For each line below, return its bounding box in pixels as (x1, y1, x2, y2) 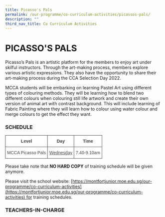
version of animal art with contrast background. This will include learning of (5, 101, 161, 107)
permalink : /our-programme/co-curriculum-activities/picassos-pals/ (5, 12, 151, 17)
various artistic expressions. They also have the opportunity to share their (5, 70, 157, 76)
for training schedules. (26, 194, 73, 200)
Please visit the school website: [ (5, 178, 73, 185)
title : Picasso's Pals (5, 7, 52, 12)
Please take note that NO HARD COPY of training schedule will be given (5, 163, 153, 170)
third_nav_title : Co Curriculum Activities (5, 21, 97, 26)
